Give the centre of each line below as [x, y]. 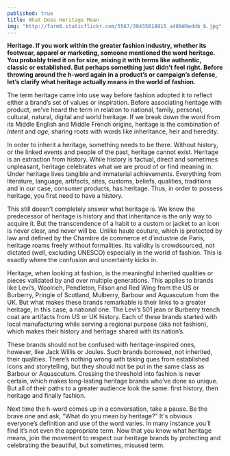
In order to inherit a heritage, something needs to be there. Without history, [113, 145]
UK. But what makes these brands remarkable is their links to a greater [107, 303]
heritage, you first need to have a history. [65, 196]
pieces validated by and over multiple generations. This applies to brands [110, 281]
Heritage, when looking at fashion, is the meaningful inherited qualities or [110, 273]
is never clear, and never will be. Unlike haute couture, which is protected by [115, 231]
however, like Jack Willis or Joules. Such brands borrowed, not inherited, [110, 352]
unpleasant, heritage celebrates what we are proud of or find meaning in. [110, 167]
